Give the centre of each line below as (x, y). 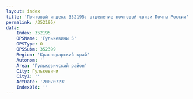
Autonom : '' (31, 60)
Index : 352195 (34, 33)
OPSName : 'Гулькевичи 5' (47, 38)
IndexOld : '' (32, 87)
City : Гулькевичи (38, 71)
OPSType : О (30, 44)
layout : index (23, 11)
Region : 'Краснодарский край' (53, 55)
